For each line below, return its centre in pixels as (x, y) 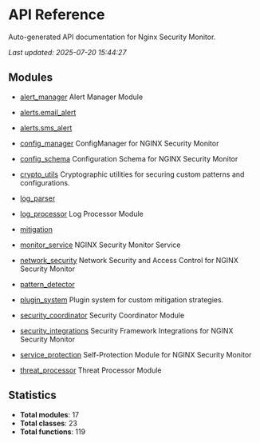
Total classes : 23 (49, 423)
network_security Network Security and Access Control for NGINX (129, 260)
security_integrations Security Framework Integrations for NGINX (126, 330)
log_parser (37, 198)
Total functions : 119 (53, 431)
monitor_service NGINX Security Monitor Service (100, 245)
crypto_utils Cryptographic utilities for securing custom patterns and (132, 174)
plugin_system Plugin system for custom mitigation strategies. (122, 299)
